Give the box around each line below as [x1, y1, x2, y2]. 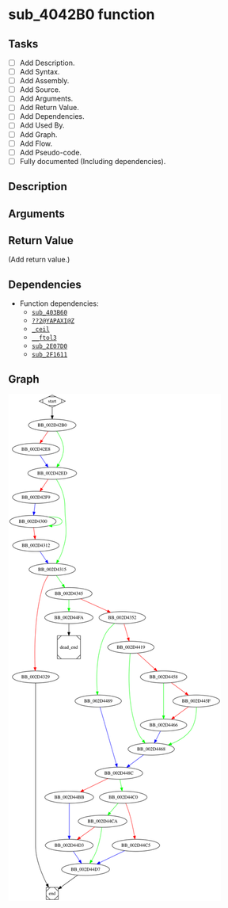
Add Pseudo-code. [19, 147, 82, 157]
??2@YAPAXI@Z [31, 317, 75, 326]
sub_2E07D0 [31, 342, 68, 350]
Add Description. [19, 58, 75, 67]
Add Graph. [19, 129, 58, 139]
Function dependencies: [19, 299, 99, 308]
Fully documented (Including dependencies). [19, 156, 166, 166]
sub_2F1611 [31, 351, 68, 359]
